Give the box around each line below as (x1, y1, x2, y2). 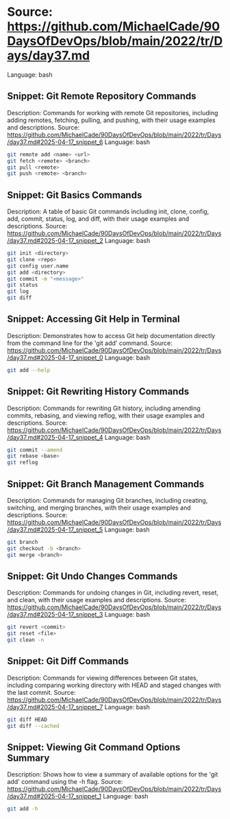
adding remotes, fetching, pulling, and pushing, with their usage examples (7, 116, 216, 124)
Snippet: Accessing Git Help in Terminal (7, 313, 180, 325)
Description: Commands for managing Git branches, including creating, (7, 497, 208, 504)
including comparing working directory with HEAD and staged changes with (7, 680, 221, 689)
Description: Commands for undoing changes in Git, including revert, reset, (7, 589, 219, 597)
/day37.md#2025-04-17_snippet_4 (7, 433, 104, 441)
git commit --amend (7, 447, 63, 453)
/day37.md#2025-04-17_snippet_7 (7, 702, 103, 711)
